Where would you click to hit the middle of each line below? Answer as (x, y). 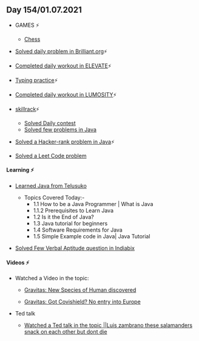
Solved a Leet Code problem (51, 156)
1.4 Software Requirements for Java (78, 230)
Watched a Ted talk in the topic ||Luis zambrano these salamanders (108, 325)
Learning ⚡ (20, 170)
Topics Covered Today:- (54, 198)
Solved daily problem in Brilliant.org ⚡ (61, 51)
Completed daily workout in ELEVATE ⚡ (63, 66)
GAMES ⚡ (27, 25)
